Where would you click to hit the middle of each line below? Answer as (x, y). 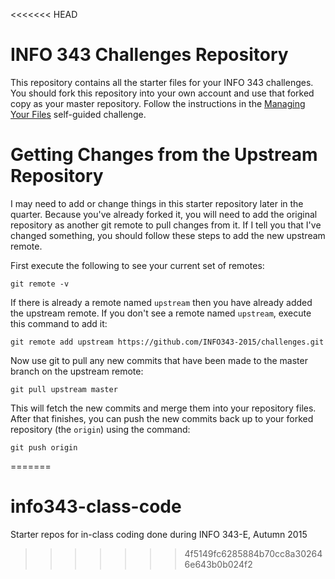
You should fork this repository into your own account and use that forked (162, 93)
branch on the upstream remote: (77, 371)
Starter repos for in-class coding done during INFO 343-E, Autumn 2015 (159, 534)
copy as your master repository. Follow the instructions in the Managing (158, 103)
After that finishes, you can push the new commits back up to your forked (162, 418)
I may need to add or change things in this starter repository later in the (157, 203)
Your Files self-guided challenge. (78, 114)
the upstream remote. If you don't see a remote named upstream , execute (161, 313)
